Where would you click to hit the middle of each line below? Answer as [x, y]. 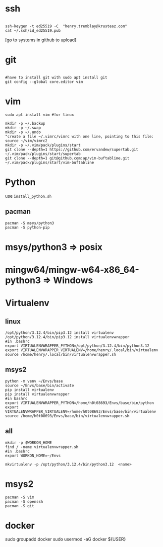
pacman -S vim [20, 497]
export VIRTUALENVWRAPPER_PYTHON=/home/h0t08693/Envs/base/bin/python [80, 403]
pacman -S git [20, 506]
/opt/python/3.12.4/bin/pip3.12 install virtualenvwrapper [67, 337]
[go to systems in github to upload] [41, 40]
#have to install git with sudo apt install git [56, 78]
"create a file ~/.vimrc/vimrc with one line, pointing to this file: [80, 136]
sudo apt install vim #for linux [40, 115]
